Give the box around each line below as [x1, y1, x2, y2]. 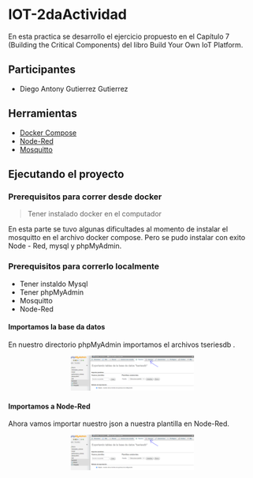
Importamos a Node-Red [8, 401, 91, 411]
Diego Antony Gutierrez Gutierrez [19, 84, 128, 93]
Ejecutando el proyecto [8, 167, 125, 181]
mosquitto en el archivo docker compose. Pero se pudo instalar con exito [8, 233, 246, 243]
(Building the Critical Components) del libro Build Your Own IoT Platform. [8, 40, 244, 49]
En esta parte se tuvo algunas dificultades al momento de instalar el [8, 224, 229, 234]
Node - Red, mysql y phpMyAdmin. [8, 241, 122, 250]
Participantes [8, 63, 76, 77]
